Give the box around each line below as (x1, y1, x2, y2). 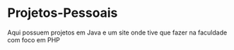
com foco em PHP (7, 35, 60, 44)
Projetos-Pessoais (7, 5, 118, 21)
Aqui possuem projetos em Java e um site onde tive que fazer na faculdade (7, 28, 228, 37)
